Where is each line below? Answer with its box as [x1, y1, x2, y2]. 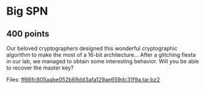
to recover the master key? [6, 64, 74, 71]
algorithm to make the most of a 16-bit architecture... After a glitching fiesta [6, 51, 196, 59]
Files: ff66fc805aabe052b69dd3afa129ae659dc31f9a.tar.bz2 [6, 76, 160, 83]
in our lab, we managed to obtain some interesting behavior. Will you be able [6, 58, 199, 65]
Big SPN [6, 4, 48, 18]
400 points [6, 29, 50, 39]
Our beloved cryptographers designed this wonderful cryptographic [6, 44, 178, 52]
